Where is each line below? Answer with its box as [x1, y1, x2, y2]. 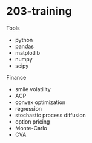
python [15, 36, 33, 43]
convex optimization [15, 99, 66, 106]
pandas [15, 43, 34, 50]
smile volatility [15, 85, 51, 92]
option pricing [15, 117, 50, 125]
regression [15, 105, 42, 112]
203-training [6, 4, 72, 18]
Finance [6, 74, 27, 81]
